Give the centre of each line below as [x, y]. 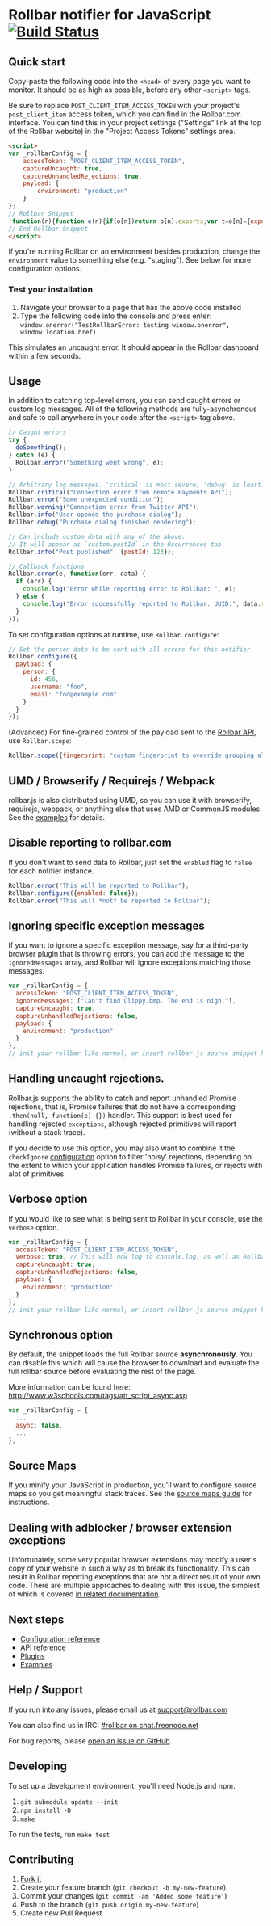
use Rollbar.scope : [40, 741]
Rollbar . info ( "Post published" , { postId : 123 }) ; [92, 552]
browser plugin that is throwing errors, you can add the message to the [126, 954]
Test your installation [51, 290]
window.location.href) [58, 332]
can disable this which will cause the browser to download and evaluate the [134, 1363]
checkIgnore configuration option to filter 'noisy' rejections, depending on [130, 1156]
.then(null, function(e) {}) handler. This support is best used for [120, 1115]
